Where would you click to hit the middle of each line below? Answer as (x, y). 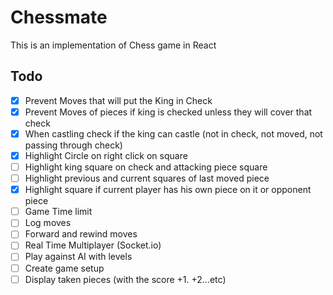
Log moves (48, 223)
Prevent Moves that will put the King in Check (118, 100)
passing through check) (73, 145)
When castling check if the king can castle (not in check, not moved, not (173, 133)
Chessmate (59, 17)
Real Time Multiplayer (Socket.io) (93, 245)
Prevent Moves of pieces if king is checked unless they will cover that (168, 112)
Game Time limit (58, 212)
